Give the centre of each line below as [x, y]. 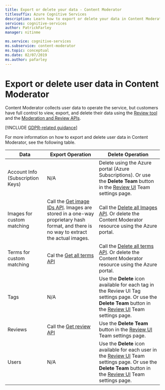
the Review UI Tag [120, 291]
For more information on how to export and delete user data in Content [77, 137]
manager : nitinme [23, 32]
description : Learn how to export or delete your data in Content [74, 19]
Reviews [17, 330]
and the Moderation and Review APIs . [43, 118]
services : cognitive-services [36, 23]
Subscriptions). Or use [125, 175]
